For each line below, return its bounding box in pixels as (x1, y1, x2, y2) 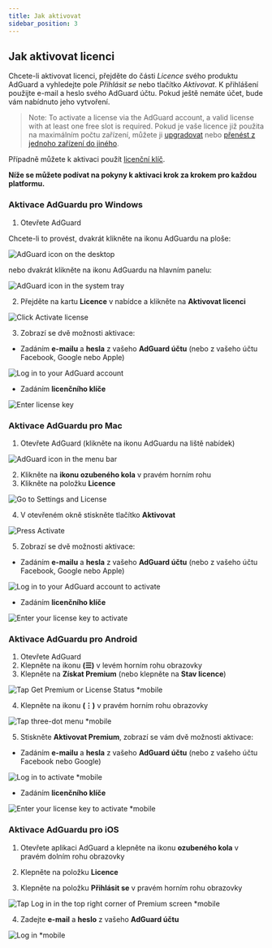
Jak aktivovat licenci (8, 50, 115, 63)
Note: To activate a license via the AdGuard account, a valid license (28, 113, 254, 123)
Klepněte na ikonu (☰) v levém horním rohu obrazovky (19, 660, 203, 671)
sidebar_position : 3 (8, 20, 79, 28)
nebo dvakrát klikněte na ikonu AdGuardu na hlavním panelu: (8, 265, 213, 275)
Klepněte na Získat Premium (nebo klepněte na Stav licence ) (19, 669, 227, 679)
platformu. (8, 179, 45, 189)
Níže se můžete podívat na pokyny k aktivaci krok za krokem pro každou (8, 170, 257, 180)
